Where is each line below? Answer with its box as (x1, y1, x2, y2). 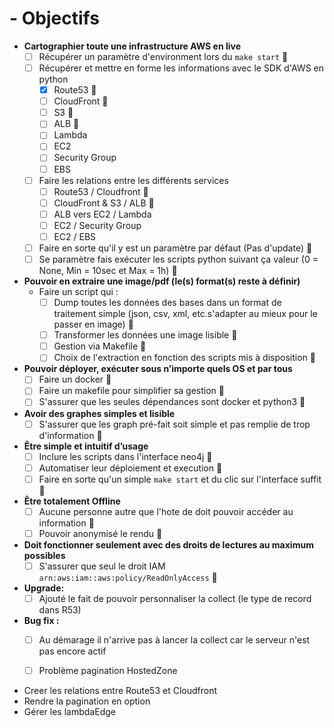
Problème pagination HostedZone (38, 665, 178, 677)
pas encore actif (38, 645, 107, 657)
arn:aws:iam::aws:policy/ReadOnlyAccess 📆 (38, 571, 218, 583)
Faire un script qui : (38, 286, 119, 298)
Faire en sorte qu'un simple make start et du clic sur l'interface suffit (38, 473, 322, 485)
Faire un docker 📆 (38, 373, 112, 386)
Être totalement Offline (23, 495, 121, 507)
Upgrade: (23, 582, 65, 594)
